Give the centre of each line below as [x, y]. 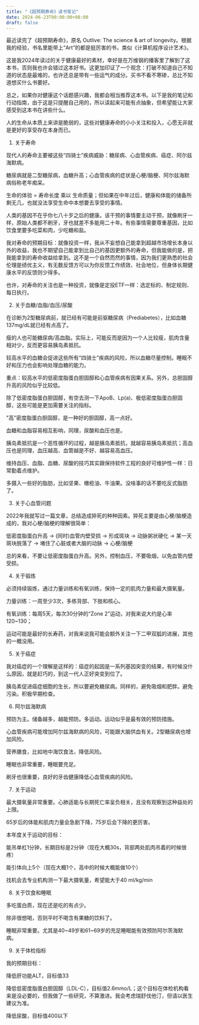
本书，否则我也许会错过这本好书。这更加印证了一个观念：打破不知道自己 [94, 68]
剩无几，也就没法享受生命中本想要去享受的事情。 [66, 203]
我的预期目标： [24, 963]
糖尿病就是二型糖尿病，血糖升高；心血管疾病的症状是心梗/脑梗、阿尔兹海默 [98, 175]
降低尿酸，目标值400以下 [37, 1016]
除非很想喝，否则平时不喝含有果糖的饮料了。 [61, 918]
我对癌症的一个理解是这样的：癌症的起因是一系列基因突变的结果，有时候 [94, 667]
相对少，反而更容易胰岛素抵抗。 [45, 345]
